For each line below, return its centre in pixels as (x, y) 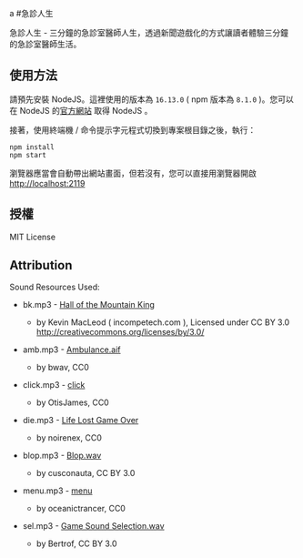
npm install (32, 147)
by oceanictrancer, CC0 (81, 509)
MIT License (33, 237)
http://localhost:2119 (47, 183)
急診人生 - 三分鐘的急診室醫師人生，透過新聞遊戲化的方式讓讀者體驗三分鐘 (149, 33)
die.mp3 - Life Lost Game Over (81, 421)
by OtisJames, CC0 (72, 402)
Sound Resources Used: (55, 287)
